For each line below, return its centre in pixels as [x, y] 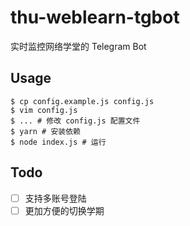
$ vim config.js [44, 110]
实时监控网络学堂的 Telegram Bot [78, 46]
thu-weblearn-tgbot [95, 17]
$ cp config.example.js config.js [82, 101]
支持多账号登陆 [55, 198]
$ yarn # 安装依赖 [45, 131]
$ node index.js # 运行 [58, 142]
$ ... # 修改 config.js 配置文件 [75, 121]
